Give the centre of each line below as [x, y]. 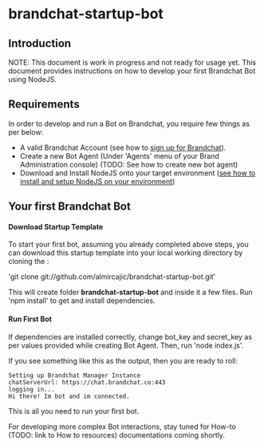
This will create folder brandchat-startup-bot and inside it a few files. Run [130, 293]
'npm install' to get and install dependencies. [82, 301]
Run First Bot [30, 319]
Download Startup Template [56, 226]
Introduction [40, 43]
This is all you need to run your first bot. [74, 411]
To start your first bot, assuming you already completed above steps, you [128, 245]
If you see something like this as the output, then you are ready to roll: [123, 360]
